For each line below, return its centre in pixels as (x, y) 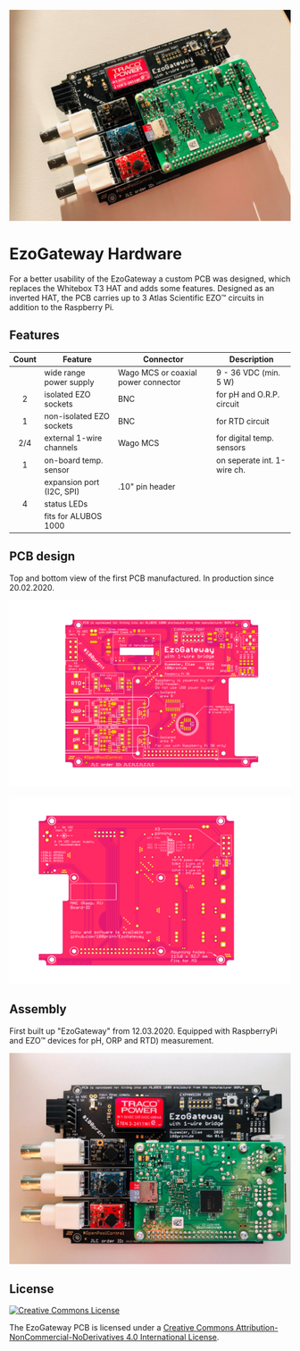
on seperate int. (245, 460)
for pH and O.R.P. (248, 394)
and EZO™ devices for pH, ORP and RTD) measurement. (112, 1040)
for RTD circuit (242, 421)
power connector (149, 382)
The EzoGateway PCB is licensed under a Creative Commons (122, 1328)
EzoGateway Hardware (96, 254)
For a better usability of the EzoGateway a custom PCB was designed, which (150, 279)
